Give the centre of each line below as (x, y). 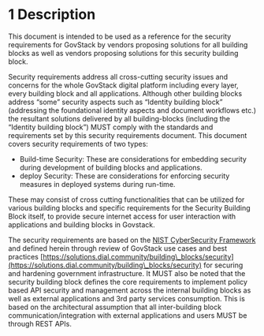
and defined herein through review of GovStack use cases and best (118, 248)
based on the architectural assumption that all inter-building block (115, 307)
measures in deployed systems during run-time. (97, 184)
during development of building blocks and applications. (111, 167)
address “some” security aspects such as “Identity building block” (115, 102)
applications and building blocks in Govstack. (82, 224)
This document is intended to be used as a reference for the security (120, 36)
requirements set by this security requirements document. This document (128, 135)
